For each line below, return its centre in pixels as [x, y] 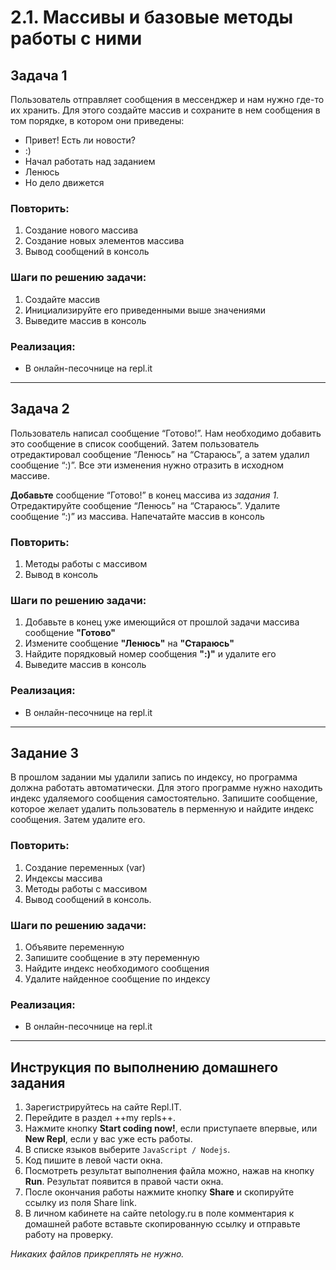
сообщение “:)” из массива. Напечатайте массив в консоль [137, 516]
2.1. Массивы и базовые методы [152, 17]
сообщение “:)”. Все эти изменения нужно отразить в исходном [147, 465]
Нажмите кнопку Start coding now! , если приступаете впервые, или [171, 1128]
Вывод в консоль [61, 574]
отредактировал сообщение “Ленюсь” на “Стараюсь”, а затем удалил [160, 454]
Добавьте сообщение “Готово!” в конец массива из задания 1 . [145, 495]
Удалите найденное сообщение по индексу [117, 979]
